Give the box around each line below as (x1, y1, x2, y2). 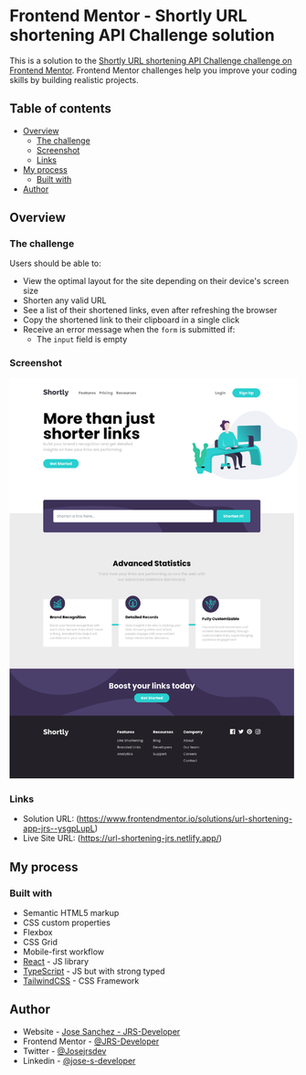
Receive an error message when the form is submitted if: (22, 324, 236, 335)
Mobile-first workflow (22, 946, 105, 957)
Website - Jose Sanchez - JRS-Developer (22, 1026, 181, 1037)
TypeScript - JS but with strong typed (22, 965, 165, 976)
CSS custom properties (22, 917, 111, 928)
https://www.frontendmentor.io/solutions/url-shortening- (79, 814, 293, 825)
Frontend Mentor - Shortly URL (9, 5, 248, 26)
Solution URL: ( (22, 814, 79, 825)
